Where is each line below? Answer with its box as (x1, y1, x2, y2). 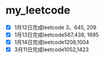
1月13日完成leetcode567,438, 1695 (14, 31, 99, 38)
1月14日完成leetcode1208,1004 (14, 39, 89, 46)
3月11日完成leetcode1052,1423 (14, 46, 89, 53)
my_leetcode (5, 4, 70, 17)
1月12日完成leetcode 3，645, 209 (14, 24, 97, 31)
